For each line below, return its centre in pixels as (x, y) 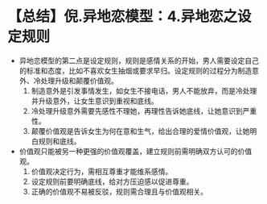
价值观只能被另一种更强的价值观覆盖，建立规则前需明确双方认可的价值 (136, 151)
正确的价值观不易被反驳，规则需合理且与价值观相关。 (119, 191)
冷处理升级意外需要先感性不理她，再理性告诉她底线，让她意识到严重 (144, 110)
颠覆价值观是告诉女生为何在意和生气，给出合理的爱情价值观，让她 (140, 131)
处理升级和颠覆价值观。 (79, 81)
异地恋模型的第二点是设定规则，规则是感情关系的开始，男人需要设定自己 (139, 60)
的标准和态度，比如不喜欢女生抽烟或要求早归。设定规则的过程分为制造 (136, 70)
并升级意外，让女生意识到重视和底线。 (94, 101)
